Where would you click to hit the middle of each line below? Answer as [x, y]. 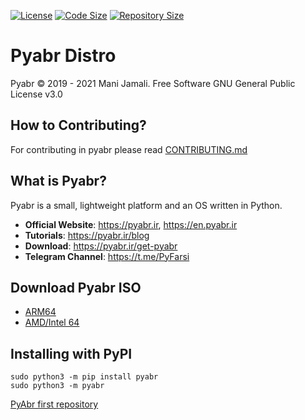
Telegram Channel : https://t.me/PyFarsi [107, 256]
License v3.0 [36, 94]
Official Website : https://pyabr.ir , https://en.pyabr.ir [131, 224]
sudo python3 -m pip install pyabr [84, 377]
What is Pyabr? [58, 181]
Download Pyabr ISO [76, 287]
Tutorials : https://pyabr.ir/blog [87, 235]
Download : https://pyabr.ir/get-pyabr [101, 246]
